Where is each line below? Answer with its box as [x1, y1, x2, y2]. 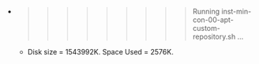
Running [192, 7, 220, 16]
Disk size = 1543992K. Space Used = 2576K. [27, 47, 174, 56]
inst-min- [220, 7, 252, 16]
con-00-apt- [192, 15, 235, 24]
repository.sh [192, 32, 236, 41]
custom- [192, 24, 221, 32]
